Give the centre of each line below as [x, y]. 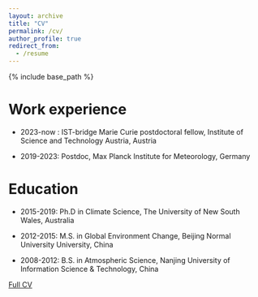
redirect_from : [34, 46]
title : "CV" [28, 24]
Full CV [20, 284]
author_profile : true [45, 39]
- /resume [32, 54]
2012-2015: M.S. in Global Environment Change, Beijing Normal [125, 235]
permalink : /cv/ [36, 31]
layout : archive [36, 16]
